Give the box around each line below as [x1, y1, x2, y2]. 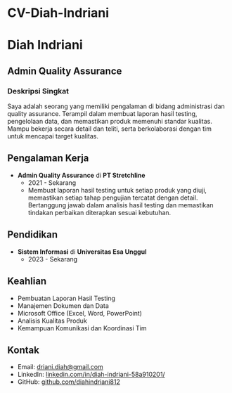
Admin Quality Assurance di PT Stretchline [17, 171, 146, 179]
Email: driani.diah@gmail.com [17, 363, 103, 371]
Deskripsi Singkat [7, 86, 69, 96]
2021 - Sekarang [27, 178, 77, 187]
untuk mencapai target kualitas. [7, 132, 98, 141]
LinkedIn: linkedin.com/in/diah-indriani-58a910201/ [17, 371, 165, 379]
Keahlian [7, 276, 47, 288]
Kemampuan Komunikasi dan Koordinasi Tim [17, 323, 147, 332]
